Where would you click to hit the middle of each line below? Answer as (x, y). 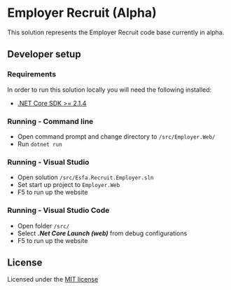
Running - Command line (50, 121)
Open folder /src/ (43, 226)
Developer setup (44, 54)
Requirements (32, 74)
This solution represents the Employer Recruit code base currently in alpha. (116, 32)
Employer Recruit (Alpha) (82, 13)
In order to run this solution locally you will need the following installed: (110, 90)
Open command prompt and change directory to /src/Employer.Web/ (116, 136)
